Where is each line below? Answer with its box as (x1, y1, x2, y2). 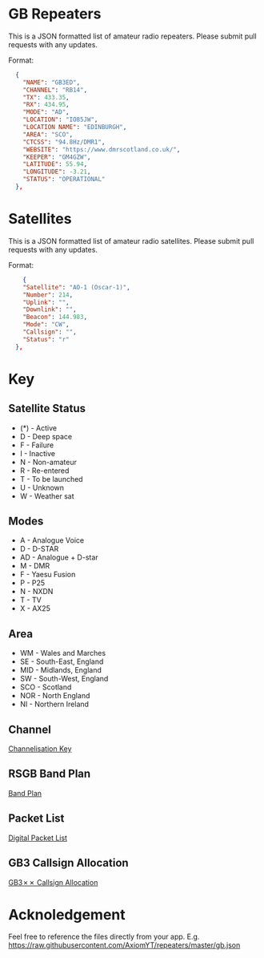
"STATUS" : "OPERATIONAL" (22, 176, 106, 184)
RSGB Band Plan (8, 767, 91, 781)
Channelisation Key (8, 744, 72, 754)
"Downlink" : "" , (22, 305, 78, 313)
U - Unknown (19, 483, 65, 492)
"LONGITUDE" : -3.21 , (22, 168, 91, 176)
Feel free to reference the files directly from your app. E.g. (8, 932, 200, 942)
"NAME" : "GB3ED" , (22, 78, 81, 87)
